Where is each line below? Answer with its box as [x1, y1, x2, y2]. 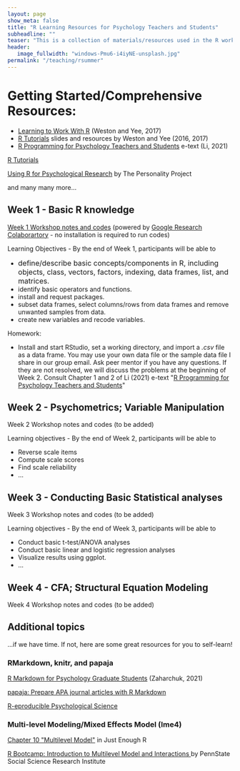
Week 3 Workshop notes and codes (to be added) [7, 510, 154, 519]
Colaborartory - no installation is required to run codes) [7, 230, 170, 239]
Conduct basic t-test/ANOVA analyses [17, 538, 131, 547]
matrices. [17, 276, 50, 286]
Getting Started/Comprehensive [7, 87, 202, 104]
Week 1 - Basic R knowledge [7, 204, 135, 216]
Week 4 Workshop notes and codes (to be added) [7, 600, 155, 609]
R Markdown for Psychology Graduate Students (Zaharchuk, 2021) [7, 674, 204, 682]
